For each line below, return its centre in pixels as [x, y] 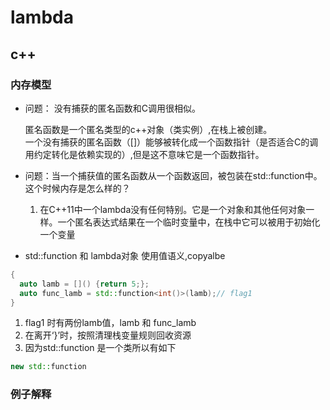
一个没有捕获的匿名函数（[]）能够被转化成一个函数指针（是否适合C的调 [171, 142]
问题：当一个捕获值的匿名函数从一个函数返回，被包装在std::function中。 [173, 175]
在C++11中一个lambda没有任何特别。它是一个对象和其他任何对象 [173, 209]
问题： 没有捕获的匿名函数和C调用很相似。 [112, 108]
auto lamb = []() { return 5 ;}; [84, 284]
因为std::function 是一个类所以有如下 [100, 348]
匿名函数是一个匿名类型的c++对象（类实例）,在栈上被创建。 [148, 129]
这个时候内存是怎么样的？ [77, 188]
